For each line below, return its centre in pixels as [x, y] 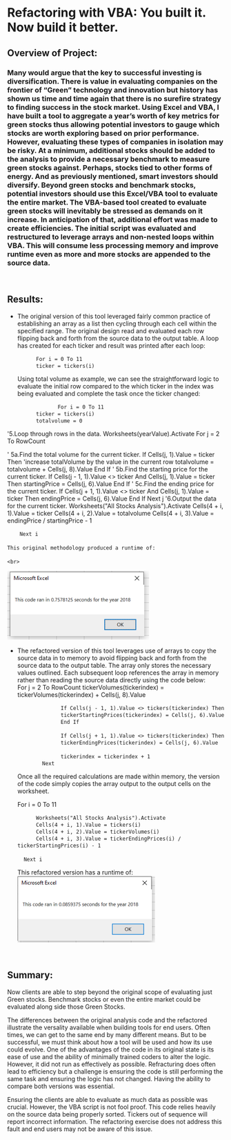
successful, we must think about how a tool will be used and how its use [110, 1042]
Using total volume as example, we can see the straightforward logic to [118, 379]
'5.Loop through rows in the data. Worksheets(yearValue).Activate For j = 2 [113, 433]
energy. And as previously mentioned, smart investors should [113, 176]
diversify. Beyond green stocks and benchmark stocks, [102, 185]
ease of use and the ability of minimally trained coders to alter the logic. [109, 1056]
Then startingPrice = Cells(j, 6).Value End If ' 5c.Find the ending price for [111, 484]
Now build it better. [63, 27]
